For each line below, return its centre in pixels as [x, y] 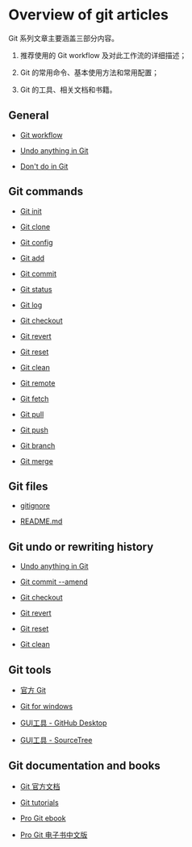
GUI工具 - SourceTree [56, 740]
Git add [32, 258]
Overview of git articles [89, 15]
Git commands [46, 192]
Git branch [38, 445]
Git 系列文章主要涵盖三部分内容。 [64, 38]
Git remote [38, 383]
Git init [31, 211]
